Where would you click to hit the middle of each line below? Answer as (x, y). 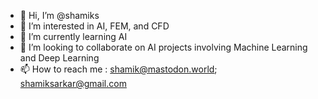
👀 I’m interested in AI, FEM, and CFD (94, 26)
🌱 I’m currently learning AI (73, 36)
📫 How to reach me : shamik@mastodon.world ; (118, 69)
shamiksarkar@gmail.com (73, 83)
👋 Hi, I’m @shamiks (59, 15)
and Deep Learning (59, 58)
